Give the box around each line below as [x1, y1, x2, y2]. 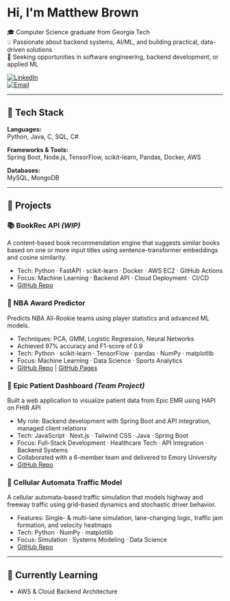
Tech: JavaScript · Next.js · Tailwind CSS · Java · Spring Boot [16, 432, 189, 440]
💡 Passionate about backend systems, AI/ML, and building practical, [7, 38, 200, 46]
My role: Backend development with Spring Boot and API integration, [16, 417, 211, 426]
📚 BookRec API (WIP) [7, 221, 81, 230]
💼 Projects [7, 200, 52, 212]
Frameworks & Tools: [7, 145, 68, 154]
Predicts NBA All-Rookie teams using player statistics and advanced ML [7, 314, 210, 322]
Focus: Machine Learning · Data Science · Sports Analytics [16, 356, 183, 365]
